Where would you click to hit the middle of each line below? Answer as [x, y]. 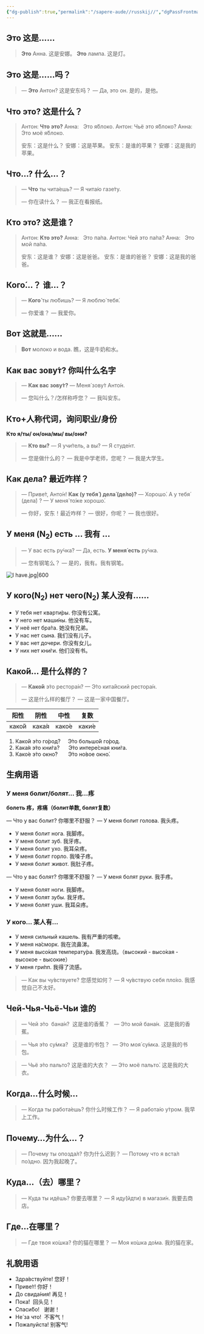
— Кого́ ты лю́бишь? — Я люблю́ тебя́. [70, 300]
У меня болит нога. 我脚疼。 [51, 834]
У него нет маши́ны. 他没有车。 [55, 620]
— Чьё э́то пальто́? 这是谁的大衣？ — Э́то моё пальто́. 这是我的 [102, 1065]
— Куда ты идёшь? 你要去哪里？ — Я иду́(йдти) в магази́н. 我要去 [104, 1198]
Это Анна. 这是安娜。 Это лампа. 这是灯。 [75, 54]
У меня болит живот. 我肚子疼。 [56, 864]
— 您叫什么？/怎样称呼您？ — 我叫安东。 [72, 398]
